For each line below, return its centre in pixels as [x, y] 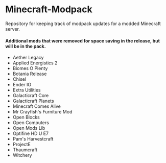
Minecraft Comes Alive [37, 106]
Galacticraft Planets [33, 101]
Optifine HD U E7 [31, 133]
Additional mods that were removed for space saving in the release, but [82, 41]
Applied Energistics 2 [35, 63]
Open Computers [31, 123]
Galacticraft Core [31, 96]
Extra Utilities [27, 90]
